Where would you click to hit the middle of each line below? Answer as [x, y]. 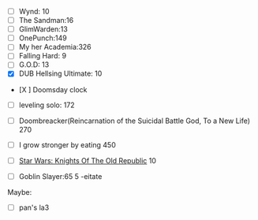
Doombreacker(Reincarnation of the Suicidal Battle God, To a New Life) [134, 121]
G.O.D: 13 [34, 65]
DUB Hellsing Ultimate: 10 [60, 73]
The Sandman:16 [46, 21]
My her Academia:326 [55, 47]
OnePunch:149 [43, 38]
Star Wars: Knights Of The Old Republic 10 [88, 160]
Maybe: [20, 192]
